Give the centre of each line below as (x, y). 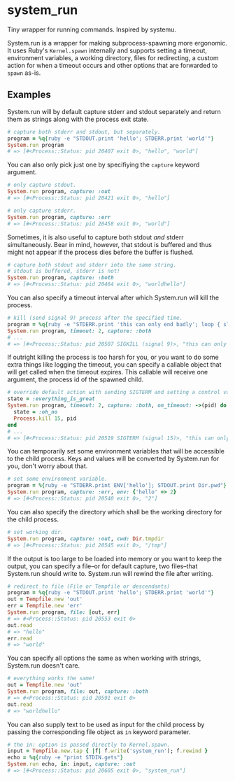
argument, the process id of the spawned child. (76, 379)
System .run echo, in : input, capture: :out (72, 764)
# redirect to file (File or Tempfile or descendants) (89, 586)
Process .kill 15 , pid (45, 418)
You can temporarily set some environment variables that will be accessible (116, 451)
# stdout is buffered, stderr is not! (64, 272)
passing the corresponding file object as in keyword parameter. (99, 732)
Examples (29, 95)
